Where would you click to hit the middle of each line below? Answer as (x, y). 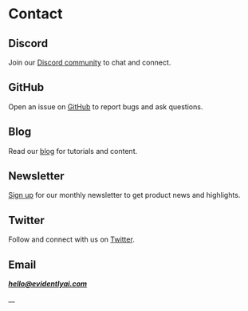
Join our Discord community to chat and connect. (90, 62)
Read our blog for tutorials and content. (73, 151)
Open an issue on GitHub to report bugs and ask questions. (106, 106)
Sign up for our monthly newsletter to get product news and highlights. (124, 195)
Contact (35, 14)
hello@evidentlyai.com (48, 284)
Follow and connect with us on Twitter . (72, 239)
